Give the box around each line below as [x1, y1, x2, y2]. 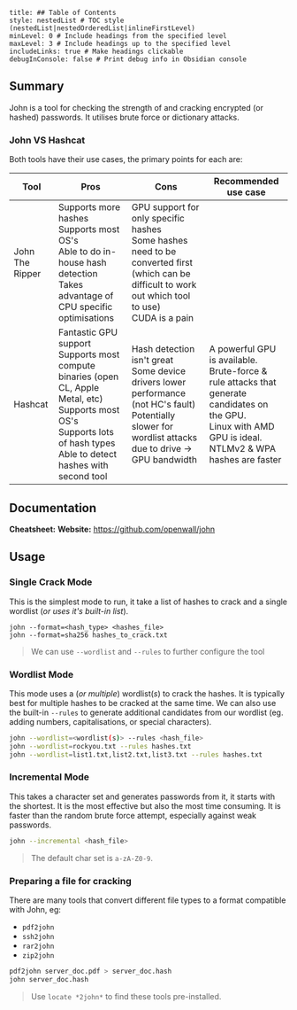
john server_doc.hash [9, 975, 89, 983]
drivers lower [131, 377, 187, 389]
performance [131, 387, 187, 400]
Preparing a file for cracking [9, 874, 133, 887]
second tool [58, 470, 108, 483]
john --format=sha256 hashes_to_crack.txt [9, 630, 168, 640]
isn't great [131, 354, 174, 367]
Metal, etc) [58, 392, 103, 405]
